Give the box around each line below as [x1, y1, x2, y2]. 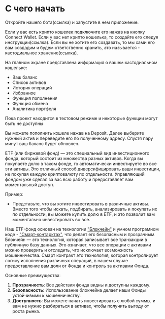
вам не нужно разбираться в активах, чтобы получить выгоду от [12, 303, 149, 309]
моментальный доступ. [5, 181, 55, 188]
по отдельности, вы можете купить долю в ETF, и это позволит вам [12, 211, 155, 217]
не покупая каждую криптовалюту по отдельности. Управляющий [5, 171, 145, 177]
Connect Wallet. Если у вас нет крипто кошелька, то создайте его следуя [5, 34, 159, 40]
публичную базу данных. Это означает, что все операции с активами [5, 241, 151, 247]
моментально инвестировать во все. [12, 216, 91, 222]
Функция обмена [12, 100, 48, 106]
